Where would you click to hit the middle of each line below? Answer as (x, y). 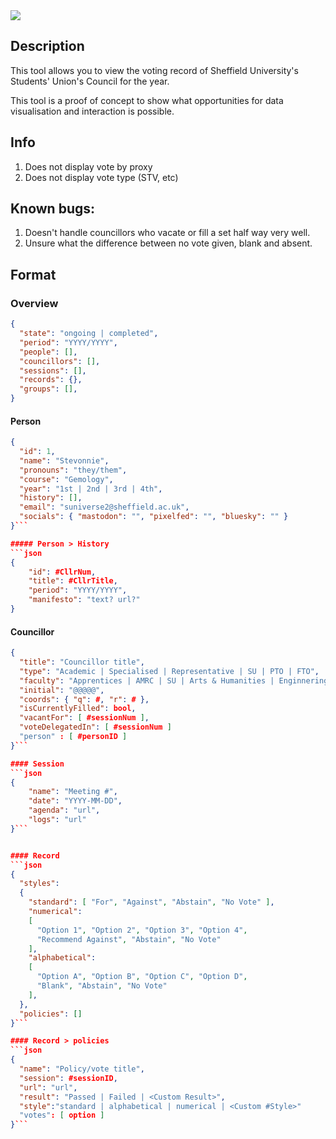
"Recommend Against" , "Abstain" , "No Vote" (129, 939)
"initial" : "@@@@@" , (62, 690)
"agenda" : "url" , (64, 810)
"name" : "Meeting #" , (73, 792)
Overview (34, 303)
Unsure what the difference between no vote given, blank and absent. (168, 243)
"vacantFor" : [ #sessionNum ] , (84, 718)
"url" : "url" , (48, 1087)
